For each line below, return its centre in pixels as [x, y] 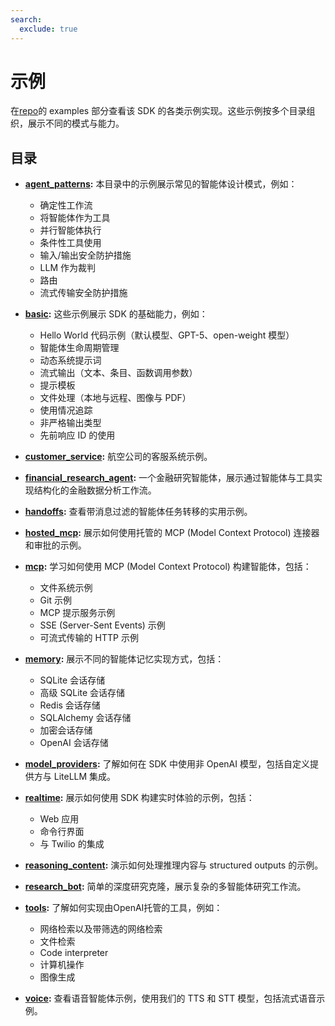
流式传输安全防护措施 [83, 293]
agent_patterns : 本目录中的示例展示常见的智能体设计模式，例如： [161, 184]
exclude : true [48, 29]
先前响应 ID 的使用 [77, 435]
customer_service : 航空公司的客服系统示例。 [118, 457]
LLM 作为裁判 [68, 268]
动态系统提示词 [70, 360]
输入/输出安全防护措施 [85, 255]
